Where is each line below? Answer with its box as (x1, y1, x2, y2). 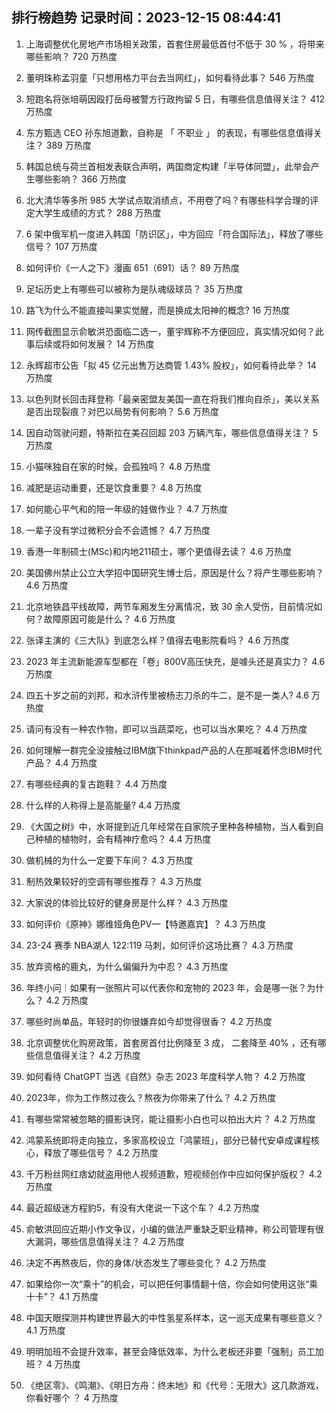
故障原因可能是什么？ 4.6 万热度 (43, 613, 176, 625)
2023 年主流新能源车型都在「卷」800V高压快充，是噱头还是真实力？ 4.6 (25, 655, 326, 667)
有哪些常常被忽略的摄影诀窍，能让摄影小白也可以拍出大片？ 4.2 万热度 (25, 1113, 316, 1125)
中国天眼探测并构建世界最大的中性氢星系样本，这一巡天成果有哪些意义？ (25, 1311, 324, 1323)
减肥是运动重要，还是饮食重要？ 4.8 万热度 (25, 481, 203, 493)
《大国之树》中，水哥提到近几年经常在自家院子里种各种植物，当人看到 (25, 820, 316, 832)
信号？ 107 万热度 (25, 240, 98, 252)
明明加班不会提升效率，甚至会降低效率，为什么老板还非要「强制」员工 (25, 1345, 316, 1357)
